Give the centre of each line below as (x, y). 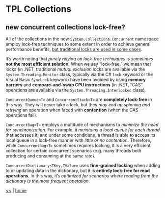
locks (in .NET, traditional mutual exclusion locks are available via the (75, 69)
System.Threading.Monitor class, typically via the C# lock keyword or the (79, 74)
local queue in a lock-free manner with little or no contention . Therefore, (79, 140)
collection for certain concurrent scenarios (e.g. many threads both (74, 151)
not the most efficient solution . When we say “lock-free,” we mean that (78, 64)
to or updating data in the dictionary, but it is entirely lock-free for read (78, 171)
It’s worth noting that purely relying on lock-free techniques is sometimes (80, 59)
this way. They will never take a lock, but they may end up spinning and (78, 105)
